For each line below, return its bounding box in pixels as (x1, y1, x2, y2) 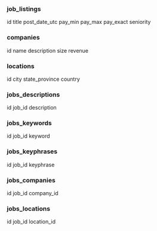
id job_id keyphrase (7, 161, 55, 168)
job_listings (7, 5, 41, 13)
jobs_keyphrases (7, 147, 58, 156)
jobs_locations (7, 205, 50, 212)
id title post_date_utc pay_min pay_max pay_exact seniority (7, 19, 151, 26)
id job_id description (7, 104, 57, 111)
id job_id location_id (7, 218, 56, 226)
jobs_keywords (7, 119, 53, 127)
